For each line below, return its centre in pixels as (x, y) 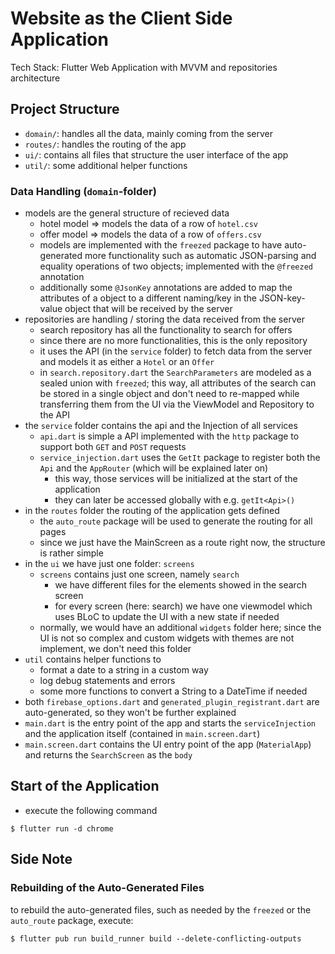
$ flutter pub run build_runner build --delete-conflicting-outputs (156, 938)
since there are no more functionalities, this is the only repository (173, 341)
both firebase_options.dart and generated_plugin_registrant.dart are (172, 702)
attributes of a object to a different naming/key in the (148, 298)
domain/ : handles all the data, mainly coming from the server (148, 133)
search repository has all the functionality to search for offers (166, 330)
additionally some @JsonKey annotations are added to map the (166, 288)
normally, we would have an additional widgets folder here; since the (180, 628)
